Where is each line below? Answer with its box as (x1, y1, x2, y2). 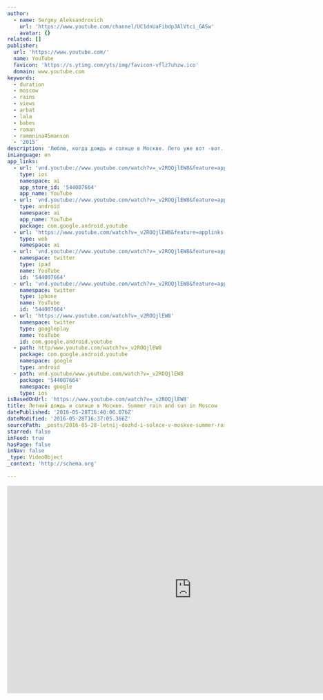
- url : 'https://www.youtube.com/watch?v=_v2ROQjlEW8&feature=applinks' (13, 229, 227, 236)
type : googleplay (19, 325, 70, 332)
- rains (13, 94, 36, 101)
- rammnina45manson (13, 132, 70, 139)
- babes (13, 119, 36, 127)
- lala (13, 113, 32, 120)
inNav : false (7, 448, 45, 454)
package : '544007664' (19, 376, 81, 384)
